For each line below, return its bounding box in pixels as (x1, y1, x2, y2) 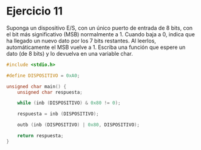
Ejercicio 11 (6, 4, 63, 18)
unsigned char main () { (6, 83, 67, 90)
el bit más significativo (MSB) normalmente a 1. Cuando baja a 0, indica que (6, 30, 196, 37)
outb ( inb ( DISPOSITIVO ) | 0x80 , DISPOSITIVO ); (17, 122, 140, 128)
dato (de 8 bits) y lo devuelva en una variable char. (6, 50, 134, 57)
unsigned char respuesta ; (17, 89, 83, 95)
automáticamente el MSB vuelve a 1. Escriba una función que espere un (6, 44, 186, 51)
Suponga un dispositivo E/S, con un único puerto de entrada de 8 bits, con (6, 24, 193, 31)
